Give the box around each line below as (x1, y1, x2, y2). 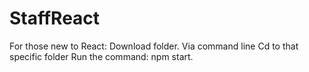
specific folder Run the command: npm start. (9, 50, 194, 62)
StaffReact (9, 7, 101, 30)
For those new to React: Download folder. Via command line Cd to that (9, 40, 299, 52)
